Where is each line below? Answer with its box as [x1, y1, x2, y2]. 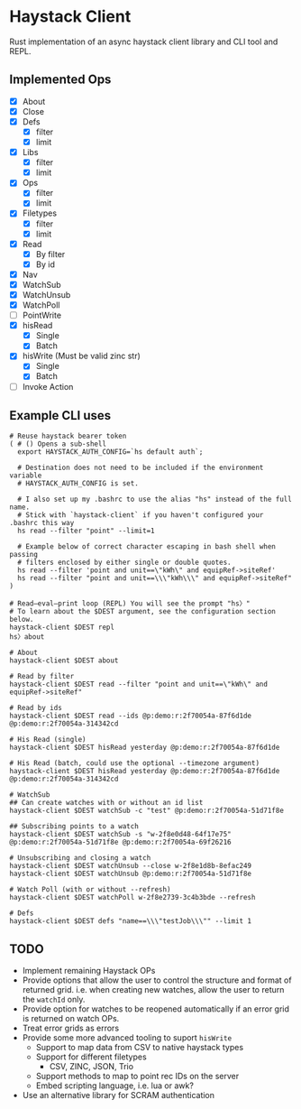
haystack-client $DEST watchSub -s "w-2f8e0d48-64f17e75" [9, 830, 232, 839]
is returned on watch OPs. [22, 1013, 120, 1024]
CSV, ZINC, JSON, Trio [49, 1061, 133, 1072]
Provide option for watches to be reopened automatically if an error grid [22, 1003, 290, 1014]
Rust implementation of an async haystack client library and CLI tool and [9, 36, 278, 47]
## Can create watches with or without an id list [9, 799, 204, 808]
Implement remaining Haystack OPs [22, 966, 156, 976]
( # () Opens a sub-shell [9, 439, 106, 448]
